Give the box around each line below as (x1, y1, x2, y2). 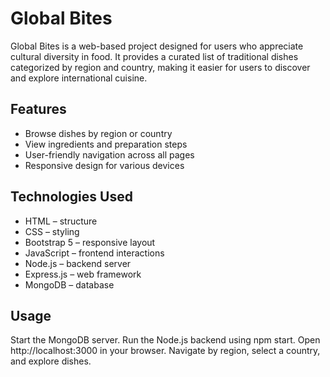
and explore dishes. (10, 355, 92, 367)
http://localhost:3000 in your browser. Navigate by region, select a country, (10, 345, 321, 357)
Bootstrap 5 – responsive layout (24, 236, 156, 248)
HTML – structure (24, 215, 98, 227)
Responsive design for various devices (24, 159, 185, 171)
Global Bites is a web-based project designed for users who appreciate (10, 40, 304, 52)
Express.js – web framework (24, 268, 142, 280)
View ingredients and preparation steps (24, 138, 188, 150)
